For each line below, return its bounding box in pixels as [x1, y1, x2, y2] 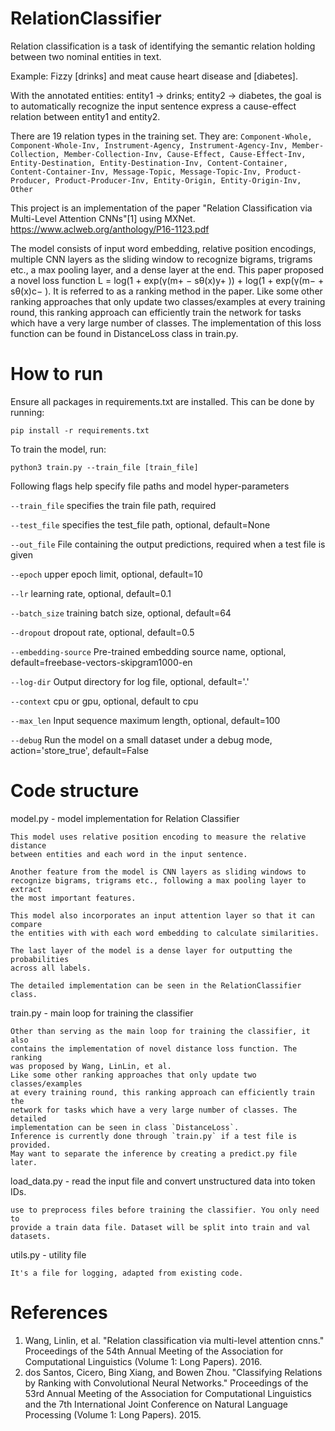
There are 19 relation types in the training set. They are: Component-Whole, [10, 130, 313, 142]
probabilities [10, 954, 70, 964]
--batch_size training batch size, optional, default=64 [10, 607, 232, 619]
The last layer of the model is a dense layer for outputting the [10, 945, 293, 956]
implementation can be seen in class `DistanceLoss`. [10, 1122, 240, 1132]
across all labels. [10, 963, 92, 973]
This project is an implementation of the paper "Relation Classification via [10, 202, 313, 214]
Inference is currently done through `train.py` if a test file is [10, 1131, 298, 1141]
